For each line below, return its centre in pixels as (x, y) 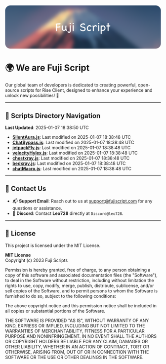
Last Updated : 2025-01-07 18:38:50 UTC (47, 128)
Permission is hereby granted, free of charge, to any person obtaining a (78, 270)
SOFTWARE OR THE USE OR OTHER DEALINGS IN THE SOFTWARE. (74, 357)
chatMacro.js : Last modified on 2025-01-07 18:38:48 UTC (72, 169)
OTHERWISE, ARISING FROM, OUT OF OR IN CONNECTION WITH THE (77, 352)
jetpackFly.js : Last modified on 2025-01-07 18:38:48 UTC (71, 148)
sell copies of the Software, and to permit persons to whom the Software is (82, 291)
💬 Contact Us (26, 189)
